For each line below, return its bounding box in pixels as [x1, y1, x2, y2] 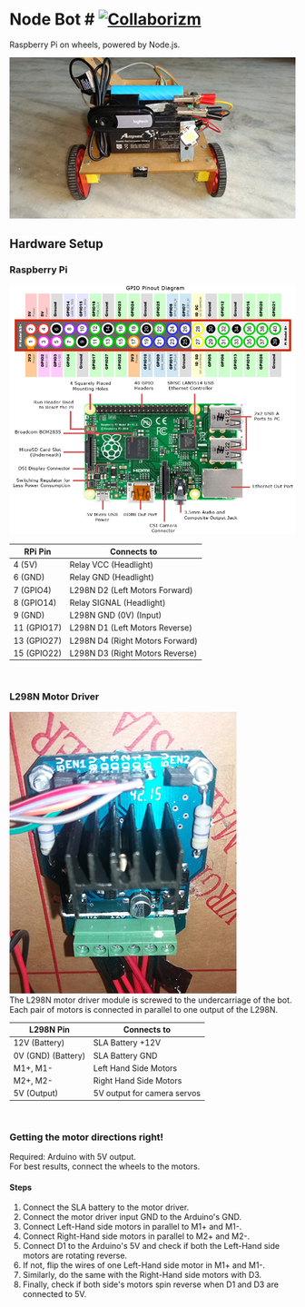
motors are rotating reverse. [22, 1250, 128, 1262]
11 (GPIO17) [13, 622, 62, 633]
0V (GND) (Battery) [13, 1050, 86, 1061]
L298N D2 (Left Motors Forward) [69, 584, 193, 595]
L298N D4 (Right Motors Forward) [69, 635, 198, 646]
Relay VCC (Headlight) [69, 559, 154, 570]
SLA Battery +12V [93, 1037, 162, 1048]
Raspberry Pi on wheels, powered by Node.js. [9, 39, 181, 50]
